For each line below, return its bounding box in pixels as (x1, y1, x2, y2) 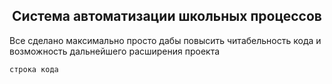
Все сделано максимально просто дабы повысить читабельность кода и (9, 34, 322, 46)
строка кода (9, 64, 59, 74)
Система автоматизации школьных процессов (12, 8, 322, 25)
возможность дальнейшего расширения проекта (9, 45, 221, 57)
